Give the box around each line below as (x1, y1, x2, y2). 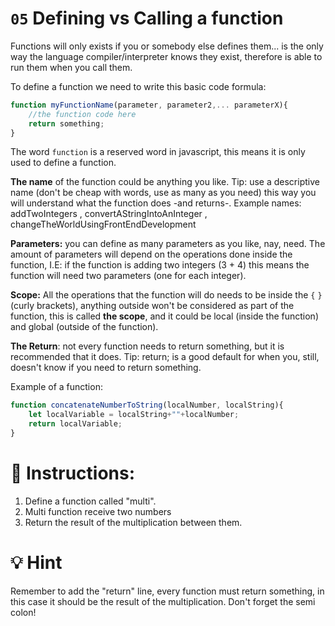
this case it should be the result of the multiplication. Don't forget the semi (10, 595, 316, 607)
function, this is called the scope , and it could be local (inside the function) (10, 310, 319, 322)
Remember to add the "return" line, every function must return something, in (10, 585, 325, 597)
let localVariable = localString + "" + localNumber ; (28, 410, 240, 420)
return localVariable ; (28, 419, 123, 429)
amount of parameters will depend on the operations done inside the (10, 248, 293, 261)
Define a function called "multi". (24, 495, 157, 507)
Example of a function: (10, 381, 103, 393)
